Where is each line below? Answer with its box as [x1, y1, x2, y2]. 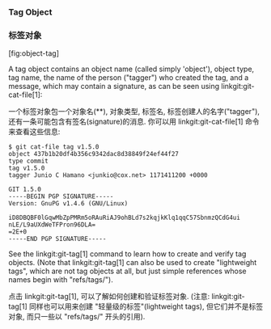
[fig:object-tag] [8, 49, 59, 58]
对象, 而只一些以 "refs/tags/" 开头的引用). [8, 312, 146, 322]
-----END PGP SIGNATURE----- [8, 235, 107, 243]
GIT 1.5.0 [8, 185, 42, 194]
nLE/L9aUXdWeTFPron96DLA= [8, 221, 95, 229]
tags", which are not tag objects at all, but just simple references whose [8, 266, 247, 276]
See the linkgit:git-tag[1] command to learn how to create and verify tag [8, 249, 247, 259]
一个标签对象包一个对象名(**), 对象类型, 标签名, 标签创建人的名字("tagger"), [8, 107, 260, 116]
